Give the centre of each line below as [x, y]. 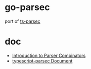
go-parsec [27, 7]
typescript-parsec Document [42, 61]
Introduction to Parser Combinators [49, 55]
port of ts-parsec [23, 21]
